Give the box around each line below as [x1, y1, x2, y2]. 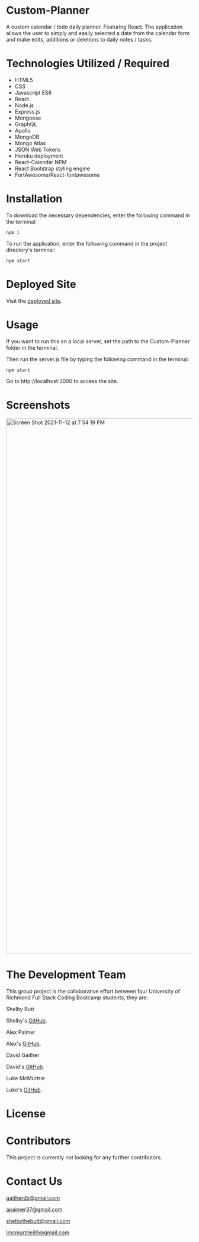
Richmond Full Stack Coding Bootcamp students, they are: [6, 994, 149, 1001]
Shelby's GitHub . [6, 1017, 47, 1024]
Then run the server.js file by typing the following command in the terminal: [6, 355, 190, 363]
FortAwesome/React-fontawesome [14, 171, 100, 178]
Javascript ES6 [14, 89, 52, 96]
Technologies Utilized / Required [6, 57, 170, 70]
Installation [6, 192, 63, 206]
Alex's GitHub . [6, 1040, 41, 1047]
